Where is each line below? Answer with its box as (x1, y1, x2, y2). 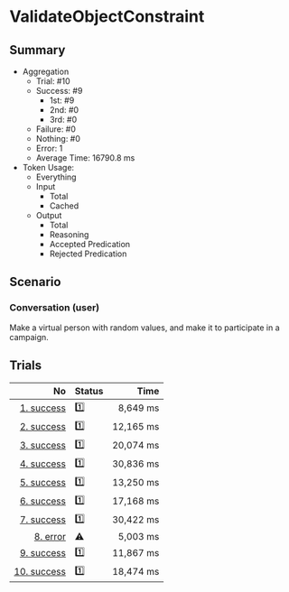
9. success (19, 547, 66, 559)
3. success (19, 439, 66, 451)
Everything (35, 171, 77, 182)
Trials (9, 358, 42, 374)
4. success (19, 458, 66, 470)
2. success (19, 421, 66, 432)
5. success (19, 476, 66, 488)
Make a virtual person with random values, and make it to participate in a (9, 322, 280, 333)
